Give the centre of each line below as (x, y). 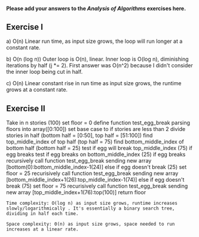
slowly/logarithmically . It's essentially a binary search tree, (91, 208)
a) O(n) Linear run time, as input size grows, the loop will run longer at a (94, 41)
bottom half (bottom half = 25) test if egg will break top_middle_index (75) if (99, 148)
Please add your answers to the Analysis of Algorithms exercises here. (96, 8)
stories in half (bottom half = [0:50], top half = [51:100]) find (79, 135)
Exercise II (26, 108)
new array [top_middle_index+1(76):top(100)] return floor (76, 192)
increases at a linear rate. (42, 229)
